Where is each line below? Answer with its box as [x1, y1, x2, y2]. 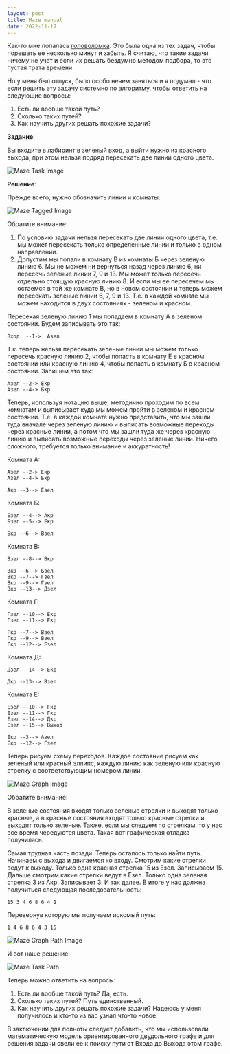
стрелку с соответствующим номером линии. [7, 767, 143, 775]
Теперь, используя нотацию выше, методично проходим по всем [7, 398, 200, 406]
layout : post [7, 10, 45, 17]
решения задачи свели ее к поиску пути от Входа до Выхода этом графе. [7, 1040, 223, 1048]
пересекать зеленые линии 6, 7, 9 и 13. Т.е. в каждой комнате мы [16, 292, 209, 300]
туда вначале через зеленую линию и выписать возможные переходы [7, 420, 215, 428]
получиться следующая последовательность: [7, 886, 142, 894]
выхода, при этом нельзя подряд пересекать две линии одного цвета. [7, 153, 214, 162]
